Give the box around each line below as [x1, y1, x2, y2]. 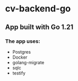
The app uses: [5, 38, 41, 45]
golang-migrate [12, 59, 45, 65]
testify [12, 70, 26, 76]
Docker [12, 54, 28, 60]
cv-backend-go [5, 3, 71, 14]
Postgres [12, 49, 31, 55]
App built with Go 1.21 [5, 23, 74, 31]
